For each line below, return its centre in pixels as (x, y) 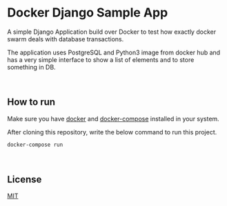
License (24, 179)
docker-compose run (35, 145)
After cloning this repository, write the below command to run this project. (112, 132)
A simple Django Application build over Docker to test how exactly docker (111, 32)
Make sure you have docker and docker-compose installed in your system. (113, 119)
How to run (31, 102)
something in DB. (32, 67)
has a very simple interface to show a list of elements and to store (101, 59)
